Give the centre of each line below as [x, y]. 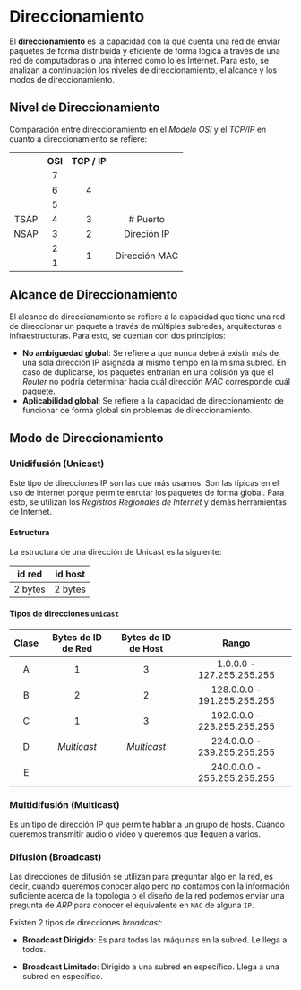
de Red [77, 648]
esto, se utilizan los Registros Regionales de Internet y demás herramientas [148, 502]
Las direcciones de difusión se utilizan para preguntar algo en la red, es [141, 877]
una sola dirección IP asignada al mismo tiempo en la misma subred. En [154, 362]
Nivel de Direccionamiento [85, 108]
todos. [34, 950]
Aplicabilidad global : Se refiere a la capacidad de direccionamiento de [153, 400]
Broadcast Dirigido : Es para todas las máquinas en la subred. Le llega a [155, 940]
